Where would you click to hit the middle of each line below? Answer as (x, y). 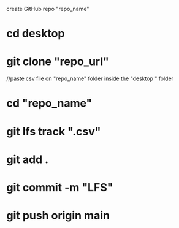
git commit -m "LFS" (60, 187)
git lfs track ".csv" (54, 131)
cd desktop (36, 34)
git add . (28, 159)
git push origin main (58, 215)
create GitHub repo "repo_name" (48, 9)
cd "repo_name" (49, 103)
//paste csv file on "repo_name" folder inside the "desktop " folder (90, 78)
